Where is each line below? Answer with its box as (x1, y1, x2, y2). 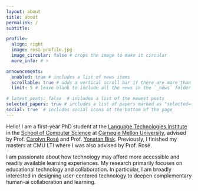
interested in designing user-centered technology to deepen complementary (6, 172, 192, 179)
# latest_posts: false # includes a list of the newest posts (6, 96, 165, 102)
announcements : (6, 69, 44, 75)
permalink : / (6, 20, 38, 25)
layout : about (6, 8, 41, 15)
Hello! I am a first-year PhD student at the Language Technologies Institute (6, 122, 187, 130)
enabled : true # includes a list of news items (11, 74, 131, 80)
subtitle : (6, 25, 31, 31)
